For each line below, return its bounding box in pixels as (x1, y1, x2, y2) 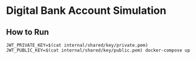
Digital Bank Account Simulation (6, 4, 167, 17)
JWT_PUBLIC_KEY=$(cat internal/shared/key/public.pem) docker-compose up (6, 47, 191, 53)
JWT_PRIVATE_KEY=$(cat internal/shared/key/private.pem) (6, 42, 148, 48)
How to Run (6, 27, 49, 37)
